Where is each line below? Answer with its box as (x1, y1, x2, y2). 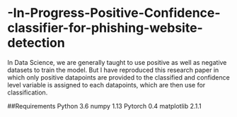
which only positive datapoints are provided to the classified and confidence (7, 73, 230, 82)
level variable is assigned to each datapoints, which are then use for (7, 80, 206, 89)
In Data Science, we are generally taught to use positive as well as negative (7, 58, 227, 66)
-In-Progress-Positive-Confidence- (7, 5, 221, 21)
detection (7, 35, 65, 51)
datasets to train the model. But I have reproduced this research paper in (7, 66, 219, 74)
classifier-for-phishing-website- (7, 20, 203, 36)
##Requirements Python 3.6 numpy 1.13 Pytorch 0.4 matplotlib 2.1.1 (7, 101, 202, 110)
